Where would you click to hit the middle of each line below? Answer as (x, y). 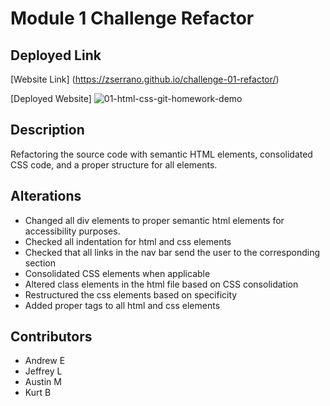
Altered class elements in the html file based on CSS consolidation (161, 284)
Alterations (46, 196)
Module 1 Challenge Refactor (132, 18)
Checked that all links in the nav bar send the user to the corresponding (172, 252)
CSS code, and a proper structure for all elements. (114, 164)
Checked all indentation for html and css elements (128, 241)
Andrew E (45, 361)
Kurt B (38, 393)
